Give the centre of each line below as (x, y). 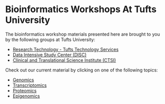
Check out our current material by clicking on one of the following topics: (82, 70)
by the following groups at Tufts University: (50, 40)
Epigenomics (26, 96)
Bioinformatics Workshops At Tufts (81, 9)
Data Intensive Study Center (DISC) (49, 55)
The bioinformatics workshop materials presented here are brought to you (82, 34)
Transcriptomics (30, 85)
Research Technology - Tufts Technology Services (65, 49)
